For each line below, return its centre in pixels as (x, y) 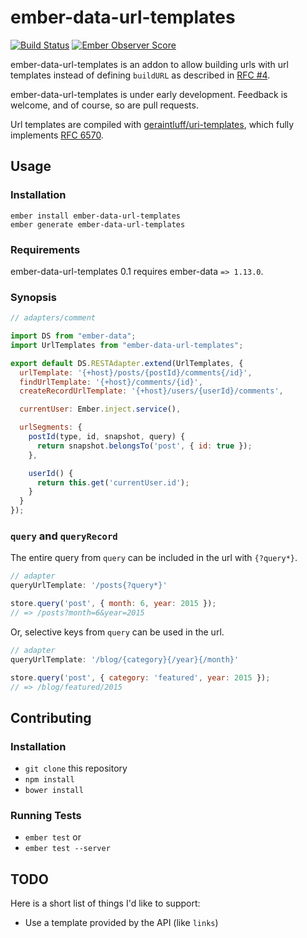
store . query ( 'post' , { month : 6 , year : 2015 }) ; (113, 604)
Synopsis (33, 297)
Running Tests (46, 815)
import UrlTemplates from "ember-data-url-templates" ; (127, 345)
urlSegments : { (51, 427)
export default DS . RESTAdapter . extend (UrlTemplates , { (127, 363)
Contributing (51, 717)
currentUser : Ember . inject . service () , (100, 409)
